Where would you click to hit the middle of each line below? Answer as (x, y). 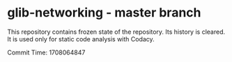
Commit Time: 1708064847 (46, 52)
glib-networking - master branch (104, 13)
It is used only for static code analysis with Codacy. (81, 39)
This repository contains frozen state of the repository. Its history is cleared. (116, 32)
